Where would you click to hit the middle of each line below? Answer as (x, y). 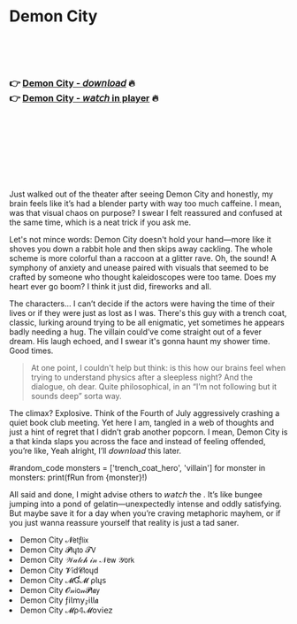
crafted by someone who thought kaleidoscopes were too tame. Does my (143, 277)
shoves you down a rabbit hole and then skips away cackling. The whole (141, 249)
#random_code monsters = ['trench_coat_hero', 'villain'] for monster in (137, 468)
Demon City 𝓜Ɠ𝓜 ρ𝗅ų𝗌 (64, 581)
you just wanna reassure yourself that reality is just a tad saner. (124, 523)
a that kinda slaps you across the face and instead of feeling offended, (137, 442)
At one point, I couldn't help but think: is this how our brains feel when (158, 368)
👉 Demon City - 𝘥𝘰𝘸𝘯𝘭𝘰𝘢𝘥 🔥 (72, 83)
